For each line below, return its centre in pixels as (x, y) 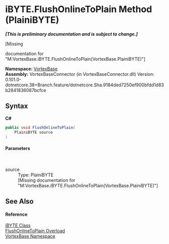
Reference (16, 214)
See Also (19, 201)
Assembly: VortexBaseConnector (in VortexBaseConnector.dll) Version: (80, 74)
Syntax (17, 106)
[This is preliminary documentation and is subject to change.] (71, 34)
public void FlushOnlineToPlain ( (40, 127)
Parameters (18, 148)
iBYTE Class (18, 225)
